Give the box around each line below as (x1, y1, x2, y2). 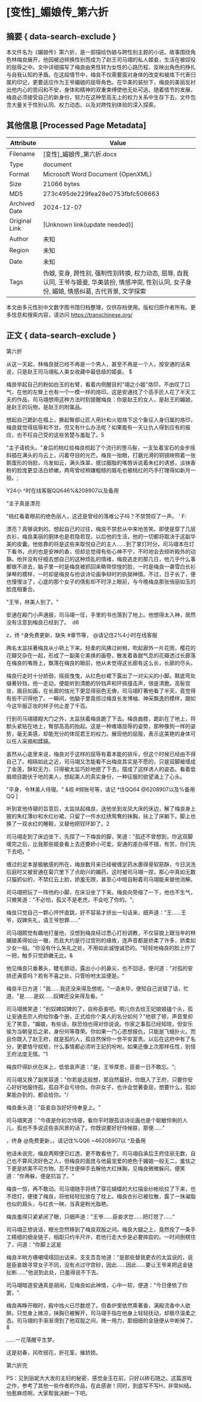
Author (9, 234, 29, 243)
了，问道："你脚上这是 (6, 1241, 62, 1248)
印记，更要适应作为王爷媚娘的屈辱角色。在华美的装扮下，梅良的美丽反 (16, 79, 191, 86)
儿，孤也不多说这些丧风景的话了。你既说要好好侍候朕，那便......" (6, 1124, 165, 1131)
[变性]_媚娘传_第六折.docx (43, 150, 117, 158)
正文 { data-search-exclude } (6, 331, 117, 341)
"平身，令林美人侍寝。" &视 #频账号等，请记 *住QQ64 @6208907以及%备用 (6, 785, 195, 793)
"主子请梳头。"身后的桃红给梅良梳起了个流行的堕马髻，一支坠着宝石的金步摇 (6, 444, 196, 451)
